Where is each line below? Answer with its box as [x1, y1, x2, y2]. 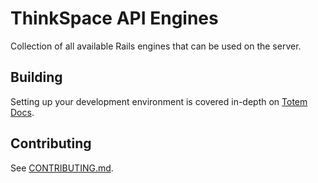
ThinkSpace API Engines [10, 7, 219, 30]
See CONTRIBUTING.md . [10, 162, 114, 174]
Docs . [10, 106, 35, 118]
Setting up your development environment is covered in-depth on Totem [10, 95, 308, 107]
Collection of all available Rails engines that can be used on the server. [10, 40, 302, 52]
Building [10, 69, 63, 86]
